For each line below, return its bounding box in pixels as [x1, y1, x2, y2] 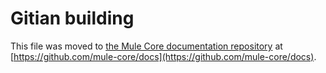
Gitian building [10, 7, 135, 30]
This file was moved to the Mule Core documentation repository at [10, 40, 283, 52]
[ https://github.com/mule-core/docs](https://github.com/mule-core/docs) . [10, 50, 317, 62]
